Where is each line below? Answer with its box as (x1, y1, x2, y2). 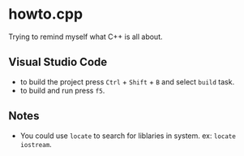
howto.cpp (8, 5, 83, 24)
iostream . (19, 139, 53, 149)
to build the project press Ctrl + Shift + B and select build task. (19, 76, 235, 86)
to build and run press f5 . (19, 85, 105, 95)
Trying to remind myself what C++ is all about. (8, 32, 164, 41)
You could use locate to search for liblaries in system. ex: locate (19, 131, 237, 141)
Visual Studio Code (8, 55, 108, 69)
